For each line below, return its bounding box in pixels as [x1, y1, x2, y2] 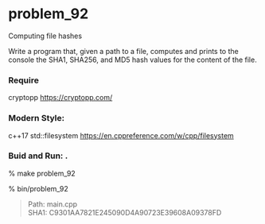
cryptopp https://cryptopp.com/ [8, 93, 113, 102]
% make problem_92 [8, 168, 76, 178]
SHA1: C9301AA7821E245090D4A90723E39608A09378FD [27, 207, 222, 217]
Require [8, 75, 40, 86]
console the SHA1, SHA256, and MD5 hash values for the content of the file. [8, 55, 257, 64]
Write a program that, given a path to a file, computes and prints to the [8, 46, 239, 56]
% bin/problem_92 [8, 183, 69, 193]
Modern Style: [8, 113, 65, 124]
